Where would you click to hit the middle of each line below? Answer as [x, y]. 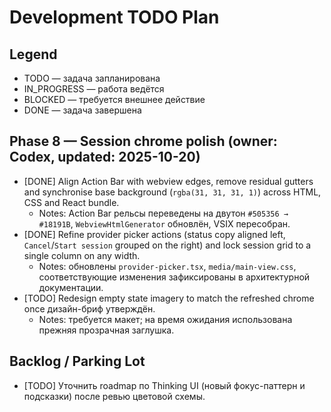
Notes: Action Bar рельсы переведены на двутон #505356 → [163, 213]
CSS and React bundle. [71, 202]
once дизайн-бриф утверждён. [89, 308]
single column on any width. [82, 255]
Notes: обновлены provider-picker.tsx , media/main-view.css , [167, 266]
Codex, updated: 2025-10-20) [105, 157]
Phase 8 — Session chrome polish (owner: [143, 141]
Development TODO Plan [114, 17]
